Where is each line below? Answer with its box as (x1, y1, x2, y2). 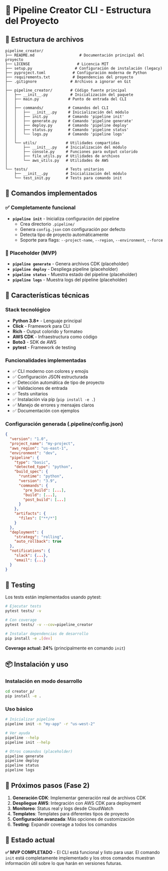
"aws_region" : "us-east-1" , (10, 446, 69, 451)
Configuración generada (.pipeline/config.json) (5, 420, 123, 427)
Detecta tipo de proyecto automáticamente (20, 232, 109, 238)
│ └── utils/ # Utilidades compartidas (5, 140, 120, 145)
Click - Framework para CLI (12, 323, 70, 329)
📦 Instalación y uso (5, 660, 69, 669)
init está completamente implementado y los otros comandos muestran (5, 854, 155, 861)
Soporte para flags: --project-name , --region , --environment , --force (20, 237, 163, 243)
